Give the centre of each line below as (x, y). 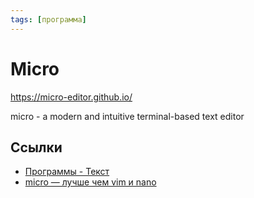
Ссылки (36, 147)
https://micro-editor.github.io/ (71, 97)
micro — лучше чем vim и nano (90, 182)
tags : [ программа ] (48, 19)
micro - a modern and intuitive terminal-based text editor (127, 116)
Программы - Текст (67, 172)
